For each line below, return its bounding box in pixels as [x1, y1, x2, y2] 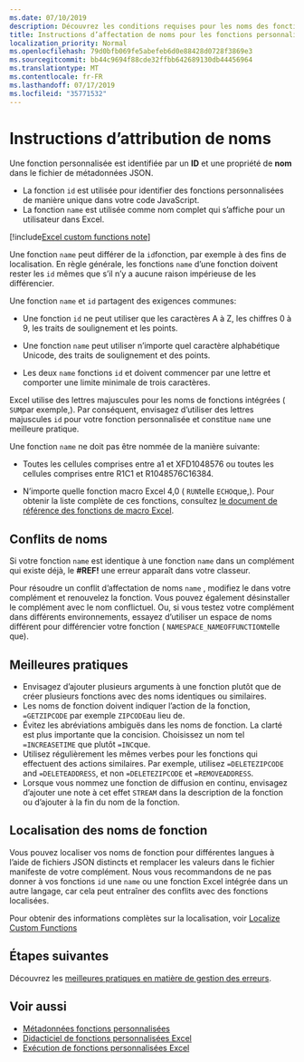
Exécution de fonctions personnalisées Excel [22, 1042, 190, 1053]
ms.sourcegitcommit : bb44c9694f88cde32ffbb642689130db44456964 [9, 55, 253, 64]
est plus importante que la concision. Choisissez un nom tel [22, 729, 245, 740]
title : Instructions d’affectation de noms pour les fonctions [9, 30, 253, 39]
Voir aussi [9, 999, 67, 1015]
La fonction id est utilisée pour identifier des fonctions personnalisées [22, 185, 284, 196]
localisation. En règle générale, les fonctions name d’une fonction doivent [9, 259, 279, 270]
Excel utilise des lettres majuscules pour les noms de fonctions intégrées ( [9, 395, 286, 406]
